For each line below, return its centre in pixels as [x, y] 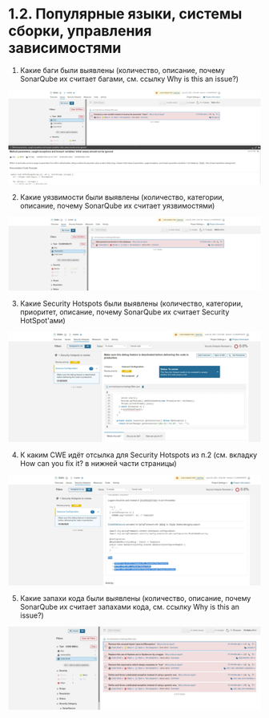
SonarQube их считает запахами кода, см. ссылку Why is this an [130, 606]
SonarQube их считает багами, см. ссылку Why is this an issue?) [129, 79]
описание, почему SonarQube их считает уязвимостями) [117, 206]
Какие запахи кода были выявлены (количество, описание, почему [135, 598]
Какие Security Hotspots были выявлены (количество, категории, [131, 304]
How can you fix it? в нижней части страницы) [98, 463]
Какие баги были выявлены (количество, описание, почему [122, 70]
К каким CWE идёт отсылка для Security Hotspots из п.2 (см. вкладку [139, 455]
